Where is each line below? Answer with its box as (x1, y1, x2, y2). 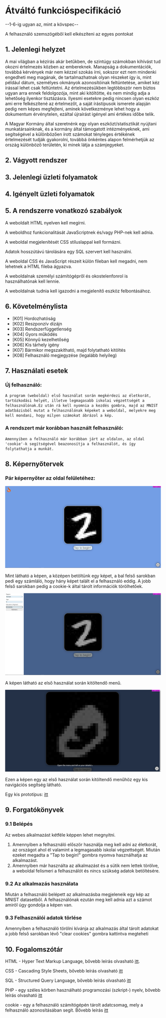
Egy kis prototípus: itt (5, 791, 48, 797)
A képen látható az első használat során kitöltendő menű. (5, 680, 122, 686)
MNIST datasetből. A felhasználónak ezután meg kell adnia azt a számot (5, 897, 152, 903)
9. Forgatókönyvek (5, 805, 64, 814)
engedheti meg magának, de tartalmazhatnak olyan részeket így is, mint (5, 74, 152, 80)
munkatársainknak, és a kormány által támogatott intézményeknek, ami (5, 126, 150, 132)
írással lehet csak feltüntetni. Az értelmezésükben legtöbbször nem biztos (5, 85, 156, 91)
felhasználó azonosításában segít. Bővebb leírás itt (5, 1007, 109, 1013)
